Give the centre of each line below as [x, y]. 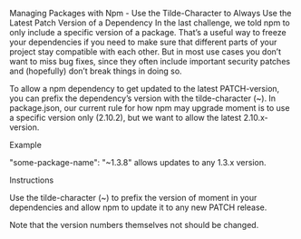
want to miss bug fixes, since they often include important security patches [150, 61]
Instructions [32, 180]
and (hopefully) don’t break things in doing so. [96, 71]
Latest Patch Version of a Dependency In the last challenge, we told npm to [150, 23]
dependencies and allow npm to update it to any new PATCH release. [138, 207]
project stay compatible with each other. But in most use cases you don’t [145, 52]
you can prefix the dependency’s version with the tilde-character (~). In [143, 98]
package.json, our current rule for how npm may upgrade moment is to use [150, 108]
